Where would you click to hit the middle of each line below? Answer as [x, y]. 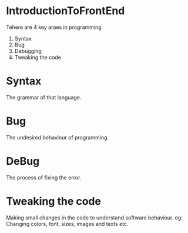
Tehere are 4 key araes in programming [54, 27]
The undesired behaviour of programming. [58, 137]
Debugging [28, 51]
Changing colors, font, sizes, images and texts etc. [67, 224]
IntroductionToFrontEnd [66, 11]
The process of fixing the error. [44, 177]
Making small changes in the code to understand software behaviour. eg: [95, 217]
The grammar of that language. [44, 97]
